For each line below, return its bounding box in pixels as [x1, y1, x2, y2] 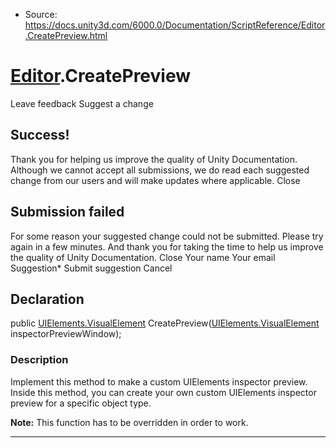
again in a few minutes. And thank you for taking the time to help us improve [10, 240, 324, 253]
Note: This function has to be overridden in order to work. [10, 416, 249, 428]
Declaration [10, 290, 85, 308]
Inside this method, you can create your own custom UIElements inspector [10, 386, 317, 398]
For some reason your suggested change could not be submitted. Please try [10, 230, 324, 242]
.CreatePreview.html [24, 30, 108, 41]
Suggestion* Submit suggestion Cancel [10, 262, 173, 274]
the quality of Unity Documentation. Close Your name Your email [10, 251, 276, 263]
